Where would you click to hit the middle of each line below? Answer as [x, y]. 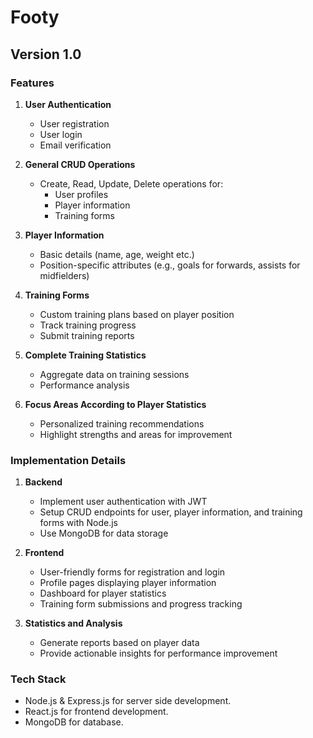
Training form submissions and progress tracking [141, 604]
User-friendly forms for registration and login [132, 572]
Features [32, 83]
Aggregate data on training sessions [114, 374]
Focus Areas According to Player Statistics [115, 404]
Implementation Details [68, 460]
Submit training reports [87, 335]
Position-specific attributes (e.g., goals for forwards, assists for [170, 265]
